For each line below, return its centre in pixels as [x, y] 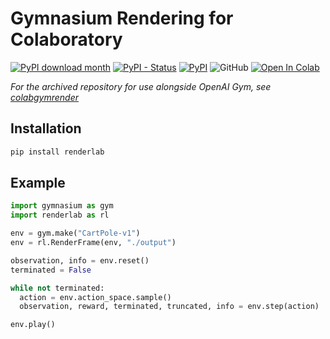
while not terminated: [57, 288]
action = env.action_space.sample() [95, 297]
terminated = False [51, 270]
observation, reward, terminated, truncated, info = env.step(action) [169, 307]
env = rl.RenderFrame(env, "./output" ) [93, 243]
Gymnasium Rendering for [122, 18]
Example [38, 183]
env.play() [33, 325]
